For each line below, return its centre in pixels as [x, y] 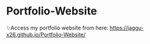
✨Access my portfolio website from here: [57, 28]
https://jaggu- [127, 28]
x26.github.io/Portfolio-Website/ [46, 34]
